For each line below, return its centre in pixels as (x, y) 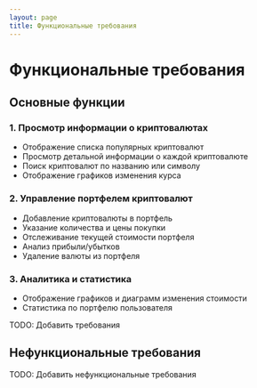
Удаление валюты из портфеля (81, 255)
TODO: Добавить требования (65, 325)
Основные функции (67, 103)
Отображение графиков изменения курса (101, 175)
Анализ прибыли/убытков (71, 247)
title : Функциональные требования (73, 26)
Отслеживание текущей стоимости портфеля (108, 237)
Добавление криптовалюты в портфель (97, 218)
